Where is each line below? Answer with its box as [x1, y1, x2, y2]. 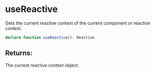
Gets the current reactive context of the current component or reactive [5, 20, 151, 26]
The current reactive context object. [5, 62, 79, 68]
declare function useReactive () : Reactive [5, 35, 95, 40]
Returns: [5, 49, 33, 57]
